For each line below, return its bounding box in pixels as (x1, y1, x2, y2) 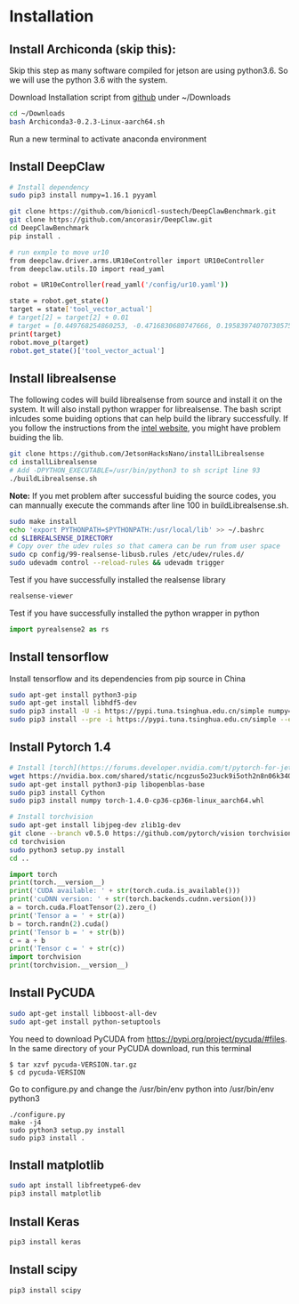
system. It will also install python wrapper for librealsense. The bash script (9, 404, 282, 415)
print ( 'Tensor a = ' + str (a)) (9, 911, 125, 920)
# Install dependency (9, 182, 90, 192)
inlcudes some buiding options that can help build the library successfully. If (9, 414, 289, 424)
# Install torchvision (9, 812, 93, 822)
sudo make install (9, 517, 77, 526)
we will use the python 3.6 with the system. (9, 75, 168, 85)
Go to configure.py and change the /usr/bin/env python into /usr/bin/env (9, 1083, 274, 1094)
